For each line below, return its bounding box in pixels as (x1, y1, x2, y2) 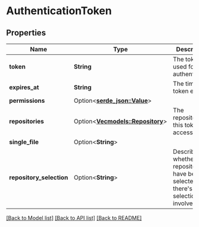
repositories (9, 117, 44, 125)
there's (172, 184, 192, 193)
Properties (6, 28, 46, 38)
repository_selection (9, 173, 68, 181)
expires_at (9, 83, 40, 91)
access (172, 128, 194, 137)
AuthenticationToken (6, 4, 112, 18)
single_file (9, 138, 39, 146)
